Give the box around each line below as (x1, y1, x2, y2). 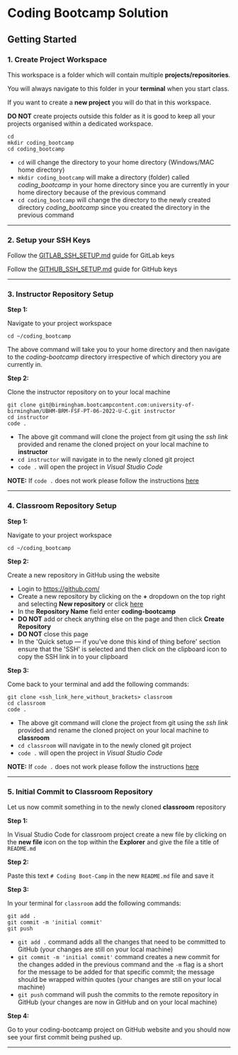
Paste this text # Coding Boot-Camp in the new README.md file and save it (7, 871, 214, 880)
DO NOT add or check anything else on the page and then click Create (17, 614, 225, 623)
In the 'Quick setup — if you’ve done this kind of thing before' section (17, 637, 221, 646)
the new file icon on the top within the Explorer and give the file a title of (7, 838, 220, 846)
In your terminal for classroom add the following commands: (7, 899, 182, 907)
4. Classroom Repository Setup (7, 501, 117, 511)
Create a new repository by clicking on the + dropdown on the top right (17, 592, 226, 600)
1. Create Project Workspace (7, 55, 108, 65)
